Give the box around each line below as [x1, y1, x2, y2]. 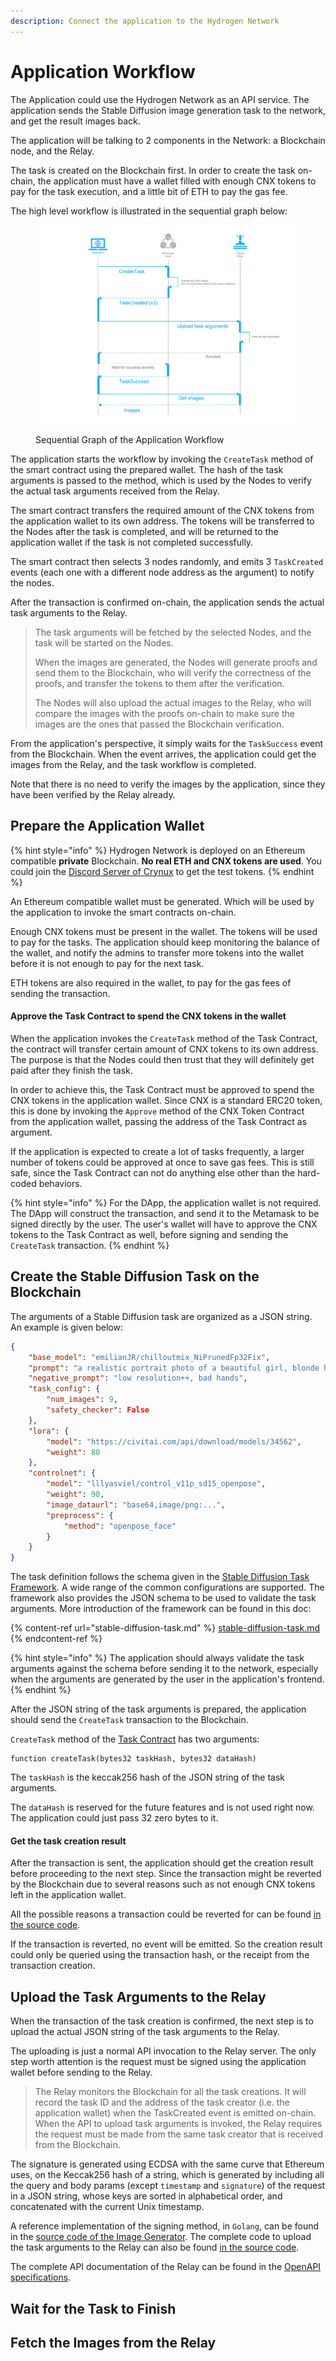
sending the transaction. [10, 987, 111, 999]
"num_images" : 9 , [46, 1395, 118, 1405]
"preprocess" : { [46, 1510, 114, 1520]
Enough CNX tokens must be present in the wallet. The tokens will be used [10, 925, 318, 937]
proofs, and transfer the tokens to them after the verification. [34, 677, 285, 689]
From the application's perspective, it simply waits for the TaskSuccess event [10, 737, 324, 749]
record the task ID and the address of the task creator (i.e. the [34, 2096, 290, 2109]
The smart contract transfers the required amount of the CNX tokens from [10, 504, 315, 516]
